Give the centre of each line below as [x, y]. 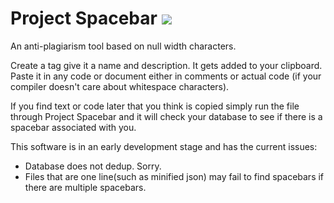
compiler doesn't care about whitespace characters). [120, 86]
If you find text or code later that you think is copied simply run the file [155, 106]
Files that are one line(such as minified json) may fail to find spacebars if [174, 176]
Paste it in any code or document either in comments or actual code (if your [166, 76]
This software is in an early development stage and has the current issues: [164, 146]
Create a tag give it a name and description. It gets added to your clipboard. [166, 65]
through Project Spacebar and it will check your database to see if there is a [166, 116]
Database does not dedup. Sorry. [93, 166]
